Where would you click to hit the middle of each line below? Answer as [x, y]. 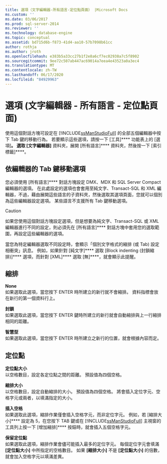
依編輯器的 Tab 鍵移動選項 [45, 169]
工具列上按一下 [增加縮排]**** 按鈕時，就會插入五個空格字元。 [69, 427]
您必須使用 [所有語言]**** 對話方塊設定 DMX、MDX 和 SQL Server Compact [83, 182]
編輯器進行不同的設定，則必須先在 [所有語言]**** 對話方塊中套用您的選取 [80, 227]
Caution [13, 211]
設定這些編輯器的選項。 [42, 233]
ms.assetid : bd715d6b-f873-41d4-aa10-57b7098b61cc [59, 42]
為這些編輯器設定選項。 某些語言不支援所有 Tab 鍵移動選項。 [68, 201]
